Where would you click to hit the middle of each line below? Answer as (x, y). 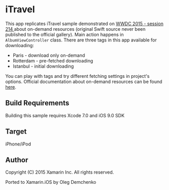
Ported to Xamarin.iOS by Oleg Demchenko (51, 182)
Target (16, 132)
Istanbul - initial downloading (43, 66)
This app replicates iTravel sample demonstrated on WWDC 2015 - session (84, 24)
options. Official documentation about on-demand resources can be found (84, 81)
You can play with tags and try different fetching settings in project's (78, 76)
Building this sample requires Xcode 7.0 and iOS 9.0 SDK (65, 115)
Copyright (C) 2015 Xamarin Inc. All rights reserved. (60, 172)
